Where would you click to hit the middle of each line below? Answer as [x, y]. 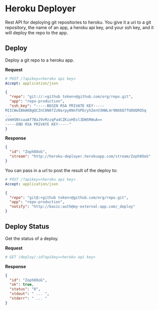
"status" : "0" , [25, 289]
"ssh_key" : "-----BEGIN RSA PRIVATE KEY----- [57, 106]
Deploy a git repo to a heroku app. [40, 60]
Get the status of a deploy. [32, 238]
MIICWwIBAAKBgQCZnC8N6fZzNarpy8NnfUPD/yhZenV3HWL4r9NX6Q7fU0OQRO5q [76, 110]
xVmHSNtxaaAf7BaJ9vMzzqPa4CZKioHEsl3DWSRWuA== [54, 120]
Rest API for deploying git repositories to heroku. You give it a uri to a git [78, 22]
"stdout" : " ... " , [30, 294]
